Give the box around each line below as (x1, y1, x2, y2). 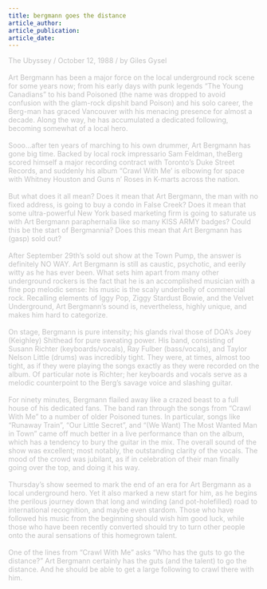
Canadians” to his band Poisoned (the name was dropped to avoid (8, 89, 226, 100)
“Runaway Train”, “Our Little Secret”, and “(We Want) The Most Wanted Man (8, 421, 257, 430)
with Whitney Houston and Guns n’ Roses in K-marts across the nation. (8, 175, 241, 184)
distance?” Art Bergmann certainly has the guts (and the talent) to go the (8, 556, 247, 566)
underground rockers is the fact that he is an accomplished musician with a (8, 276, 255, 286)
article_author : (8, 19, 62, 27)
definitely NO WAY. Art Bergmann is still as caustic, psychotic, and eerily (8, 259, 246, 269)
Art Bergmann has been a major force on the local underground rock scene (8, 73, 255, 82)
